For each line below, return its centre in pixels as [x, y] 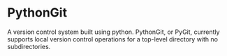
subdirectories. [29, 46]
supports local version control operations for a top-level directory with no [113, 39]
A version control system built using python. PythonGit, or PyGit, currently [113, 32]
